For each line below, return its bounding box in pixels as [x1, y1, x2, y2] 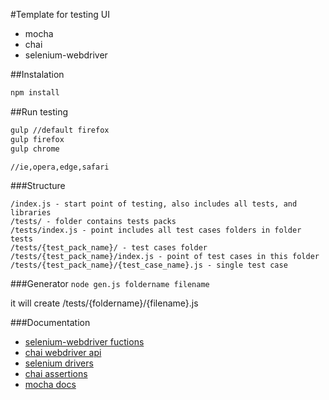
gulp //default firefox [10, 125, 110, 135]
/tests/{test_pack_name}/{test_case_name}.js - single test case [10, 260, 288, 271]
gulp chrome [10, 144, 60, 154]
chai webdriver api [24, 347, 102, 359]
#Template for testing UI [10, 9, 110, 20]
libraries [10, 208, 52, 218]
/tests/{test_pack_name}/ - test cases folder [10, 243, 208, 253]
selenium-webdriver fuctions [24, 336, 145, 348]
